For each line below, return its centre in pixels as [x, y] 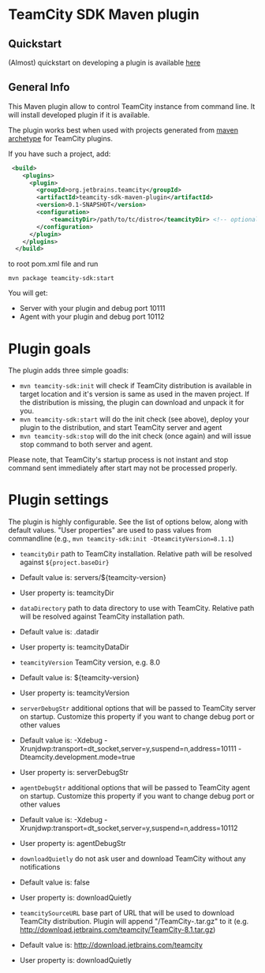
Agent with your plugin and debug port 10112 [92, 316]
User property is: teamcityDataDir [74, 647]
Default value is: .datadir [59, 632]
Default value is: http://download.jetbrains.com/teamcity [111, 945]
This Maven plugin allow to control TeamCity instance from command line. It [132, 106]
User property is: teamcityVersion [75, 693]
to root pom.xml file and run [53, 264]
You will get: [28, 293]
